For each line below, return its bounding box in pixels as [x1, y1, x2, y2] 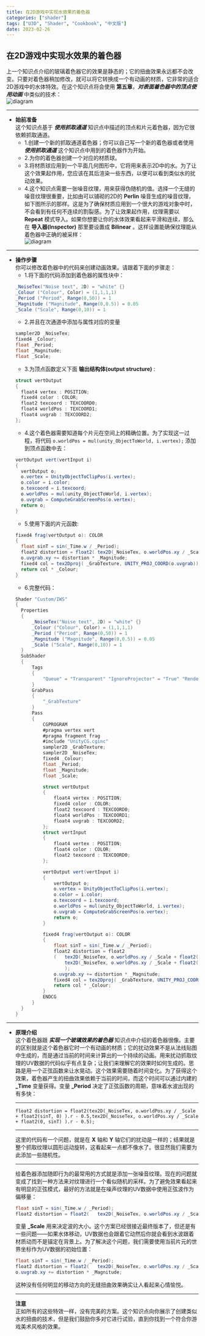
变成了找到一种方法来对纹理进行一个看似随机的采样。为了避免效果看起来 [15, 1177, 197, 1185]
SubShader [21, 653, 46, 659]
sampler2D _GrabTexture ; [42, 744, 106, 751]
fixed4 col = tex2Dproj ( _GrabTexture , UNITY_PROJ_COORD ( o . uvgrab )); [21, 560, 201, 567]
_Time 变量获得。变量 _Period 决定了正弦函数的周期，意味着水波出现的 [15, 1082, 194, 1090]
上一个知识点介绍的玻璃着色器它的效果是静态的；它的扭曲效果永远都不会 [6, 68, 188, 75]
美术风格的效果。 [20, 1323, 64, 1330]
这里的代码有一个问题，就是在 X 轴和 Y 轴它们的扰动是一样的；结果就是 [15, 1136, 195, 1143]
